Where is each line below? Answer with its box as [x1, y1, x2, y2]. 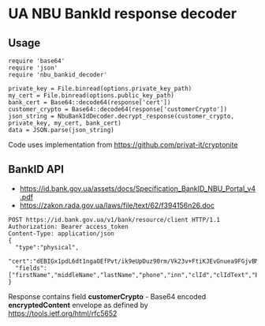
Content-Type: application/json [8, 230, 114, 238]
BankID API [8, 163, 65, 176]
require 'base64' [8, 57, 65, 65]
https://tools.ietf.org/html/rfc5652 [8, 309, 118, 318]
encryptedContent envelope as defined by [8, 300, 148, 309]
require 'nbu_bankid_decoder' [8, 71, 108, 79]
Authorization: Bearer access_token [8, 223, 129, 230]
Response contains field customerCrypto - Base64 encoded [8, 291, 207, 301]
